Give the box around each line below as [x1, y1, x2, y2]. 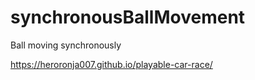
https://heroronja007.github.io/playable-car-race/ [10, 58, 213, 70]
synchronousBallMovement [10, 6, 246, 29]
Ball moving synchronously [10, 39, 122, 51]
